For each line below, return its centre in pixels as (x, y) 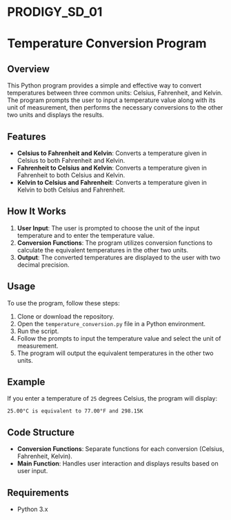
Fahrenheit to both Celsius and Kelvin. (71, 175)
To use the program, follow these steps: (63, 303)
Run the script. (38, 331)
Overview (29, 69)
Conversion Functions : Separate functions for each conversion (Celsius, (121, 449)
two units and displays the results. (56, 115)
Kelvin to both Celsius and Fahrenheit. (71, 190)
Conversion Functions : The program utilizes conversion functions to (114, 243)
